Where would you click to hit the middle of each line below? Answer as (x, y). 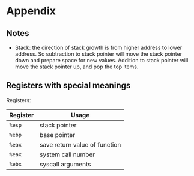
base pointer (58, 135)
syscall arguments (65, 164)
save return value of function (80, 144)
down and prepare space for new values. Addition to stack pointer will (102, 60)
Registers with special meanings (68, 86)
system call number (68, 154)
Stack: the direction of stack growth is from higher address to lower (98, 47)
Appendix (31, 11)
